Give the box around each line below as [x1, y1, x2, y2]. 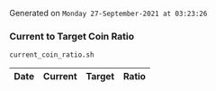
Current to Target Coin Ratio [9, 30, 135, 42]
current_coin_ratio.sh [9, 50, 94, 59]
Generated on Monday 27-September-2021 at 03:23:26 [9, 8, 208, 18]
